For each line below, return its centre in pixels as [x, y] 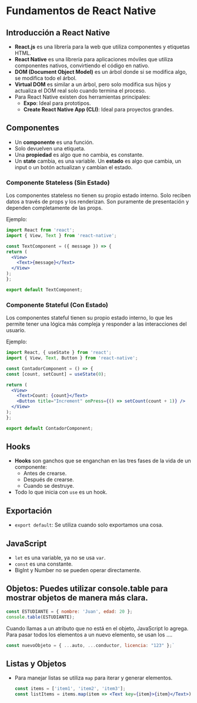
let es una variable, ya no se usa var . [60, 558]
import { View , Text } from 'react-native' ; [61, 235]
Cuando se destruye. [49, 486]
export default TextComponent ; [44, 290]
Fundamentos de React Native [81, 11]
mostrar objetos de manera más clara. [77, 598]
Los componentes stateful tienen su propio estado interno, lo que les [89, 318]
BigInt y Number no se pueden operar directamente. [78, 570]
